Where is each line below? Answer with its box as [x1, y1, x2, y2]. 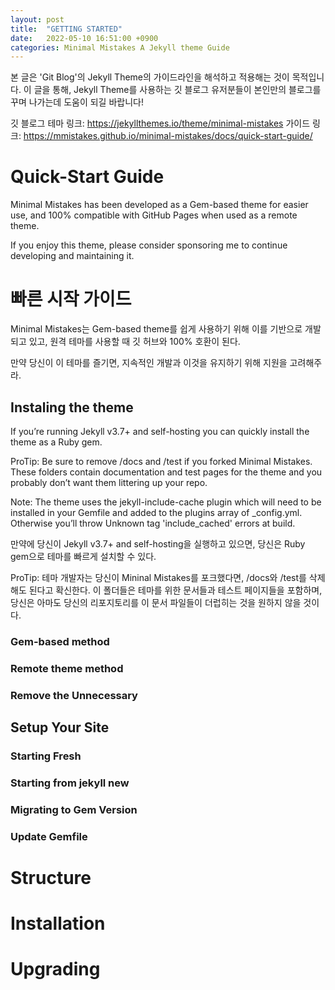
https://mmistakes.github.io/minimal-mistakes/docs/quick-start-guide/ [23, 130, 313, 142]
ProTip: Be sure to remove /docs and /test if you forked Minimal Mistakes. [10, 455, 313, 467]
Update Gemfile [10, 829, 88, 843]
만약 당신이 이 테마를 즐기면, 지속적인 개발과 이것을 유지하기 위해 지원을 [10, 357, 288, 369]
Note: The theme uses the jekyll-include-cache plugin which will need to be [10, 496, 322, 508]
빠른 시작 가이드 [10, 288, 132, 311]
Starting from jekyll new [10, 776, 130, 790]
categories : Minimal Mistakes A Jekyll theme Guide [10, 42, 230, 53]
